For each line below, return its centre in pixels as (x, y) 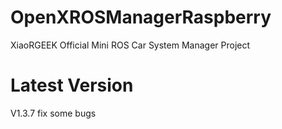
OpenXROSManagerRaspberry (141, 17)
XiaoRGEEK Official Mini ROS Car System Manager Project (130, 45)
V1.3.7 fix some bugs (53, 113)
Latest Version (72, 85)
